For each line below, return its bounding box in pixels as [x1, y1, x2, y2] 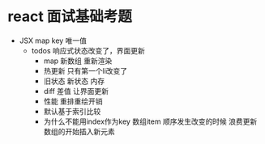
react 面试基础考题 [7, 7, 133, 26]
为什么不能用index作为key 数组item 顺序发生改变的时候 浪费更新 [43, 116, 258, 126]
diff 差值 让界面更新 [43, 86, 109, 95]
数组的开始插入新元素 [43, 126, 115, 136]
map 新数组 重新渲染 [43, 56, 113, 66]
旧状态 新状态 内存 [43, 76, 105, 86]
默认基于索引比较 [43, 106, 101, 116]
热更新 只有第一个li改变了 [43, 66, 128, 75]
